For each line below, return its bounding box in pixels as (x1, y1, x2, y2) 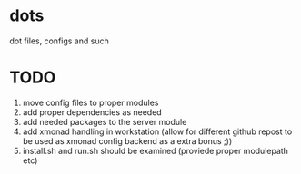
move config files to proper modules (22, 97, 159, 108)
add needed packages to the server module (22, 116, 187, 127)
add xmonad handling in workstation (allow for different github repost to (22, 126, 293, 137)
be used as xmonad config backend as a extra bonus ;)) (22, 135, 233, 146)
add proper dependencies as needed (22, 106, 162, 118)
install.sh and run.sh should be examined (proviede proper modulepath (22, 145, 289, 156)
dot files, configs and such (9, 35, 109, 46)
